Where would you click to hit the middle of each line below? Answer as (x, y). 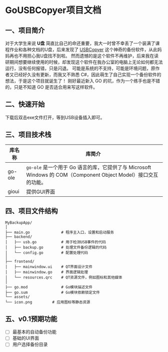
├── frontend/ (20, 262)
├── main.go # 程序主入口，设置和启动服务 (59, 233)
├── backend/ (19, 237)
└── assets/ (17, 297)
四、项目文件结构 (31, 211)
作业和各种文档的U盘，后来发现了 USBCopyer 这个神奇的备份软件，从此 (83, 50)
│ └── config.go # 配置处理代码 (47, 253)
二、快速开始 (25, 104)
